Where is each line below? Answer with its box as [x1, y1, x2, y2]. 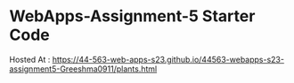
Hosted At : [9, 54, 51, 64]
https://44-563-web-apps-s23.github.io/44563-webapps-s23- [52, 54, 285, 64]
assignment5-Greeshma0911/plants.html [9, 64, 158, 74]
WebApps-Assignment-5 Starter [9, 6, 256, 26]
